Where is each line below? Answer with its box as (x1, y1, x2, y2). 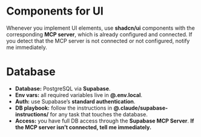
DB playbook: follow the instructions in (15, 104, 113, 112)
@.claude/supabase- (113, 104, 168, 112)
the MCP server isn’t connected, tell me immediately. (15, 123, 152, 131)
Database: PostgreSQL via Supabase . (15, 85, 111, 92)
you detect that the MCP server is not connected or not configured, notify (6, 37, 190, 44)
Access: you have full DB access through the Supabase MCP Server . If (15, 117, 194, 124)
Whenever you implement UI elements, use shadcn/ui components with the (6, 24, 195, 32)
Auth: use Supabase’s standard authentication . (15, 98, 136, 105)
